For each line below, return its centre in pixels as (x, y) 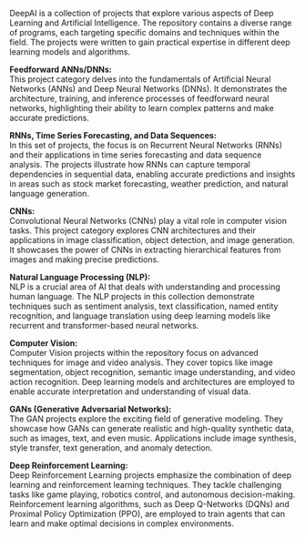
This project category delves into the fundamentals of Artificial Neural (140, 79)
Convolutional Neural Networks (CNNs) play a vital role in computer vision (148, 221)
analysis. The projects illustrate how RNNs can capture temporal (130, 164)
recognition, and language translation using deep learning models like (140, 316)
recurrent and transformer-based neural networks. (104, 325)
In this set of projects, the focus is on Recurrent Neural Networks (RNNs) (146, 145)
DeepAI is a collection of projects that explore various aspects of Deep (142, 13)
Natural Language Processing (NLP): (80, 277)
